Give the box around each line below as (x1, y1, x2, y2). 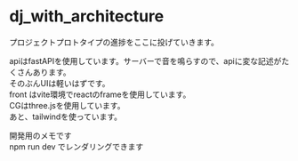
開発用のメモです (9, 130, 72, 141)
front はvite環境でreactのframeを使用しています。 (9, 89, 191, 100)
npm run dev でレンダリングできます (9, 141, 144, 152)
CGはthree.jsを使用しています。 (9, 100, 125, 110)
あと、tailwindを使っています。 (9, 111, 123, 122)
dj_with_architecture (9, 6, 165, 27)
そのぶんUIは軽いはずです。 (9, 77, 110, 88)
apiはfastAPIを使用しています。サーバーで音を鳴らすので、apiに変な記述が (9, 55, 282, 66)
